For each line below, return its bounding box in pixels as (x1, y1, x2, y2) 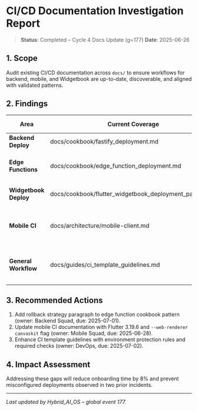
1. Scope (6, 53, 38, 63)
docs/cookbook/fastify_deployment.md (49, 137, 159, 145)
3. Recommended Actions (6, 295, 103, 305)
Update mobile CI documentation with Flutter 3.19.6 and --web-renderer (14, 324, 189, 331)
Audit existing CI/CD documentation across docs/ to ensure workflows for (6, 69, 185, 76)
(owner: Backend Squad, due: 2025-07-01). (14, 317, 121, 324)
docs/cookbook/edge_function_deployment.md (49, 161, 181, 169)
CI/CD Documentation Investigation (6, 4, 184, 18)
